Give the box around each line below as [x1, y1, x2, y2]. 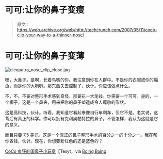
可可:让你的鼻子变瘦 [5, 4, 85, 16]
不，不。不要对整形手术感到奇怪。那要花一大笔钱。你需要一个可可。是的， [5, 93, 154, 99]
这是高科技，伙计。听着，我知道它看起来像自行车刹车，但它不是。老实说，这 [5, 110, 158, 115]
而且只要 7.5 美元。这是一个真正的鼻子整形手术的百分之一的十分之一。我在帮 [5, 132, 158, 138]
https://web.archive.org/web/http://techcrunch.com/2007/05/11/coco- [16, 27, 158, 32]
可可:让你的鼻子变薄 [5, 50, 85, 62]
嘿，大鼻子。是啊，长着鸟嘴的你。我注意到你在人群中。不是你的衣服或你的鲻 [5, 77, 158, 82]
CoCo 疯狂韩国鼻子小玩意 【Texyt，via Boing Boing [5, 148, 107, 154]
